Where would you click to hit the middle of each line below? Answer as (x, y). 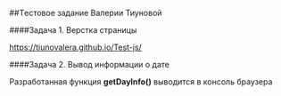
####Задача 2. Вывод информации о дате (89, 64)
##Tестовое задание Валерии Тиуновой (86, 13)
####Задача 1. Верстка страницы (73, 30)
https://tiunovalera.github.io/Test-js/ (76, 47)
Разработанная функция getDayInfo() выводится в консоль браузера (141, 82)
